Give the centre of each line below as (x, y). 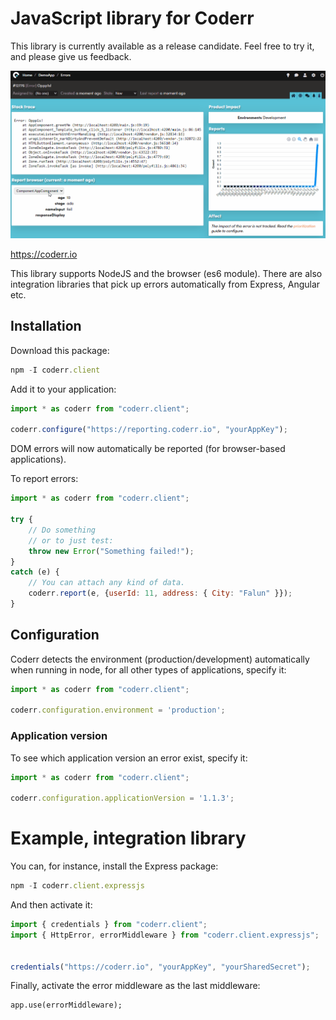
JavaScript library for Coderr (132, 18)
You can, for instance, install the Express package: (114, 866)
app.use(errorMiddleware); (66, 1005)
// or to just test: (71, 540)
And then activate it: (51, 905)
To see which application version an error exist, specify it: (129, 758)
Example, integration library (128, 838)
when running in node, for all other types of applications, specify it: (148, 669)
